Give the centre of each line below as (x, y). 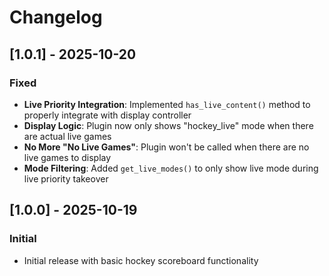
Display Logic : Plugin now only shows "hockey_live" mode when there (168, 125)
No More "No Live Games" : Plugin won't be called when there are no (166, 147)
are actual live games (67, 136)
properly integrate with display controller (107, 115)
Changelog (56, 17)
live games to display (67, 157)
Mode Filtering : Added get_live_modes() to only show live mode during (171, 168)
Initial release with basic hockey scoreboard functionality (141, 260)
